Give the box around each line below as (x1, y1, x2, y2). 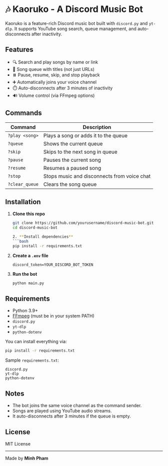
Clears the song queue (43, 181, 97, 188)
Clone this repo (12, 211, 45, 217)
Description (82, 123, 111, 130)
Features (5, 45, 33, 54)
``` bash (12, 239, 28, 244)
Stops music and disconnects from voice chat (43, 172, 151, 179)
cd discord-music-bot (12, 225, 57, 230)
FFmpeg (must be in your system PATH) (12, 313, 95, 319)
